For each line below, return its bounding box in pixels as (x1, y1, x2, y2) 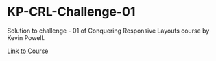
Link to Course (7, 47, 49, 55)
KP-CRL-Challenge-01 (7, 4, 136, 20)
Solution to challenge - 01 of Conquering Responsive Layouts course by (7, 26, 210, 35)
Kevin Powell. (7, 33, 45, 41)
